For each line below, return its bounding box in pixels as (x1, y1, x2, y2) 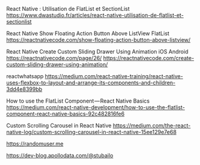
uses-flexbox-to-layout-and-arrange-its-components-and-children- (6, 79, 176, 86)
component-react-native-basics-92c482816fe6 (6, 110, 125, 117)
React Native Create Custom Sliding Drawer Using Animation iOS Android (6, 48, 189, 55)
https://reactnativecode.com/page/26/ (6, 55, 102, 61)
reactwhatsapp (6, 73, 44, 79)
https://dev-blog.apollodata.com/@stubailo (6, 152, 114, 159)
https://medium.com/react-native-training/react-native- (45, 73, 183, 79)
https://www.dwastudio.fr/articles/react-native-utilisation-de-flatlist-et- (6, 12, 184, 19)
